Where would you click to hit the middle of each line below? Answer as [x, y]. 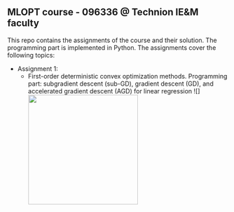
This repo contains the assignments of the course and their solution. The [112, 40]
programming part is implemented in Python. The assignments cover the [112, 47]
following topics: [31, 55]
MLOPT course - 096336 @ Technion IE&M [103, 12]
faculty [23, 24]
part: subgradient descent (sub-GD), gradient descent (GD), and [121, 84]
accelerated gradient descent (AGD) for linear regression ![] [114, 91]
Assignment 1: [37, 68]
